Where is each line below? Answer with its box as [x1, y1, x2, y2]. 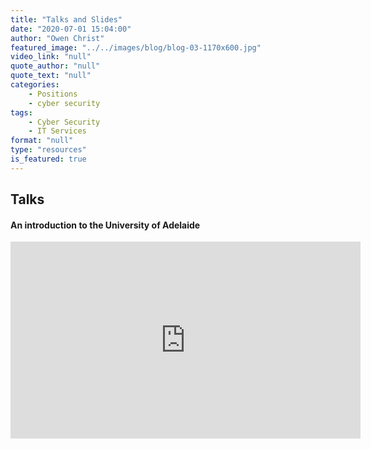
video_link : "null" [10, 52, 92, 62]
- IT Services [28, 126, 87, 136]
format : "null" [10, 136, 74, 146]
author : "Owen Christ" [10, 33, 105, 43]
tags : [10, 107, 33, 118]
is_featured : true [10, 154, 87, 164]
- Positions [28, 89, 78, 99]
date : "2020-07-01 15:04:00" [10, 24, 132, 34]
